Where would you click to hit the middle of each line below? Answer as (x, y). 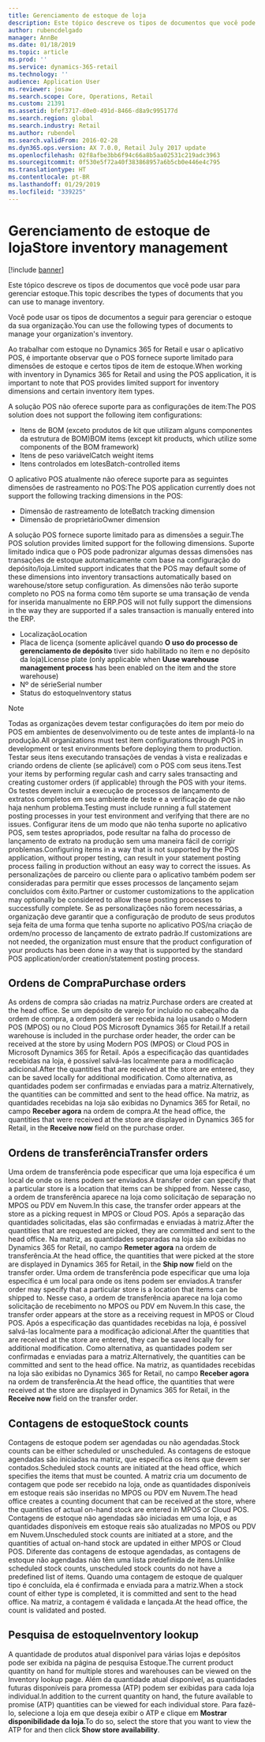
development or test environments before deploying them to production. (125, 748)
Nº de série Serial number (61, 684)
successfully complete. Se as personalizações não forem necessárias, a (125, 908)
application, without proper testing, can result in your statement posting (125, 857)
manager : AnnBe (33, 38)
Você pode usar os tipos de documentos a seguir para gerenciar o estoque (130, 317)
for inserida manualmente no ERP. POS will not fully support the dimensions (130, 602)
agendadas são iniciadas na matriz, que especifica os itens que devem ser (129, 1459)
